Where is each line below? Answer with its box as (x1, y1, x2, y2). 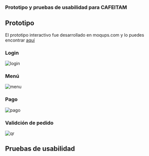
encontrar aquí (5, 37, 35, 43)
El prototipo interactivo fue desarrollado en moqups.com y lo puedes (5, 32, 144, 38)
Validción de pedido (5, 119, 54, 126)
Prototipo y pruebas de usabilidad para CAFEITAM (5, 4, 127, 11)
